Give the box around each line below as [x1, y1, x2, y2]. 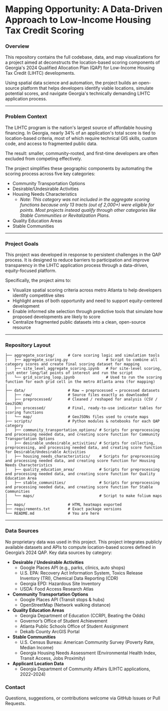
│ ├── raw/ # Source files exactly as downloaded [5, 392, 149, 397]
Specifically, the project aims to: [5, 277, 71, 283]
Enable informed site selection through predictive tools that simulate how [12, 309, 163, 315]
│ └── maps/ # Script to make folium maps [5, 493, 162, 499]
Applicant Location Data [12, 660, 64, 666]
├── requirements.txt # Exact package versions [5, 507, 122, 512]
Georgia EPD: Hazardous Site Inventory [19, 581, 101, 587]
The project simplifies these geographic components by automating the [5, 165, 152, 171]
